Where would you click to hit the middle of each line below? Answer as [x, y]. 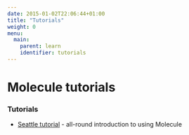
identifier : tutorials [53, 53]
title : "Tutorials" [36, 20]
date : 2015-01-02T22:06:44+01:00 [56, 14]
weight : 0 [22, 27]
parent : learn [40, 46]
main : [22, 40]
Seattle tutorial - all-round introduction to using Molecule [100, 125]
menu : [15, 33]
